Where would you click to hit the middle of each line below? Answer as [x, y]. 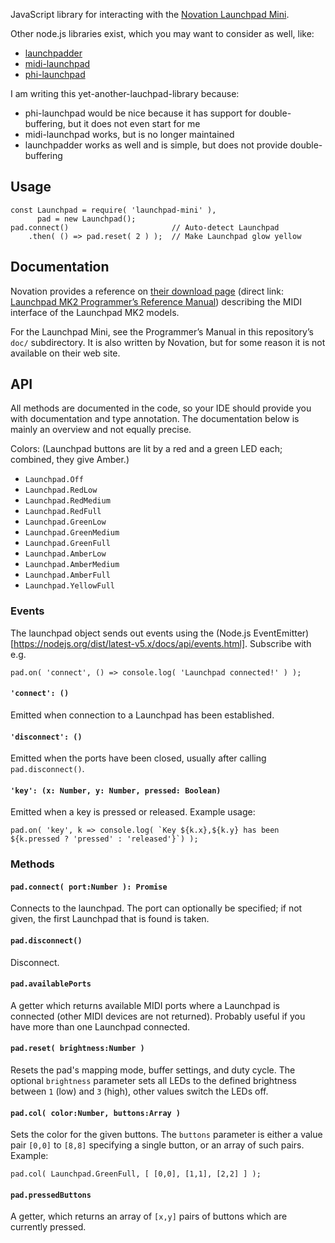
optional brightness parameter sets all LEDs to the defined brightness [153, 1081]
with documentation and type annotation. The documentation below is [155, 419]
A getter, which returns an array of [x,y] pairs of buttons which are [149, 1216]
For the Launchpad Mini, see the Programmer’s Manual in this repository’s [162, 331]
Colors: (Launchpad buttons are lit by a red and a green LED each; [146, 449]
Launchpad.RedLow [61, 490]
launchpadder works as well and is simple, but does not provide [156, 145]
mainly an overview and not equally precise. [101, 430]
